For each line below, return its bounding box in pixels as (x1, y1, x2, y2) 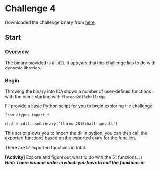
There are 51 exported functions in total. (5, 144, 86, 150)
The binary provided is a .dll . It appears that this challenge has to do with (5, 60, 156, 66)
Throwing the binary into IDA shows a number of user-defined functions (5, 88, 151, 94)
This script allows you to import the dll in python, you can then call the (5, 130, 148, 136)
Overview (5, 48, 29, 55)
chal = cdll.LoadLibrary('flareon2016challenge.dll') (5, 121, 118, 126)
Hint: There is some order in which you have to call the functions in (5, 159, 145, 165)
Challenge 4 (5, 3, 56, 14)
